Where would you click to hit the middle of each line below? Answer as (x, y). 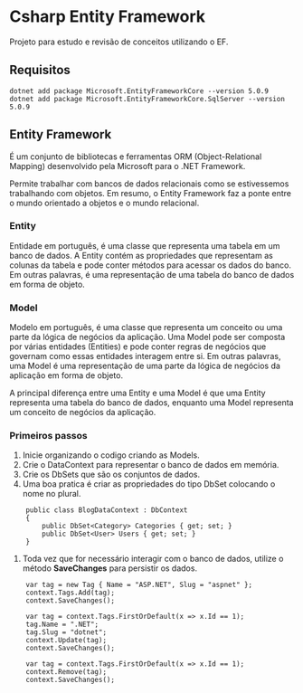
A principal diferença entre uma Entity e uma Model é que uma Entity (137, 393)
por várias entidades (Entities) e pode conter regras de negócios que (138, 346)
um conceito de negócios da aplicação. (83, 413)
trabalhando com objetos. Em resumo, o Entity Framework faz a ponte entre (151, 193)
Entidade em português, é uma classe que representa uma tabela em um (145, 245)
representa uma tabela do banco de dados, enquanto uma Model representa (151, 403)
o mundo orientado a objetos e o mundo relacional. (104, 203)
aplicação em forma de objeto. (66, 375)
